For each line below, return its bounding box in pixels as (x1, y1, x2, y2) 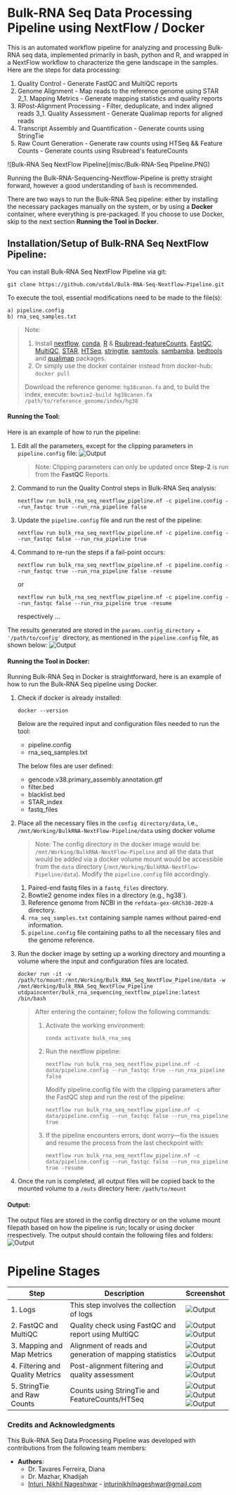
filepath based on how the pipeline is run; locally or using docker (7, 1223, 195, 1232)
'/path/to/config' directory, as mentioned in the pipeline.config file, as (7, 633, 219, 642)
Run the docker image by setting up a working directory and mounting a (17, 950, 226, 958)
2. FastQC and (11, 1321, 58, 1330)
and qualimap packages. (34, 354, 107, 362)
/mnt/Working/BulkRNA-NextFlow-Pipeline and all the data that (34, 848, 214, 856)
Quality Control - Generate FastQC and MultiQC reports (17, 79, 178, 87)
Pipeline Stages (7, 1263, 100, 1279)
